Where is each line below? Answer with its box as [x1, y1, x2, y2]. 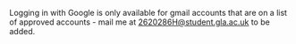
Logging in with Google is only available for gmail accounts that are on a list [9, 8, 288, 18]
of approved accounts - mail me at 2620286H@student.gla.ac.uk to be [9, 17, 270, 27]
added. [9, 26, 36, 36]
